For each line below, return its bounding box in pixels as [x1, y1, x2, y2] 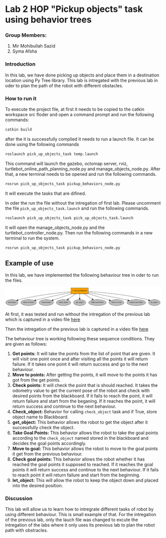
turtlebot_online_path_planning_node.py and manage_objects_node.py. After [5, 165, 161, 172]
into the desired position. [12, 482, 63, 488]
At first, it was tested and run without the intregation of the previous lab [5, 311, 151, 317]
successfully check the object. [12, 424, 75, 430]
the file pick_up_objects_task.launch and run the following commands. [5, 205, 150, 211]
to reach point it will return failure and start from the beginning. [12, 472, 141, 478]
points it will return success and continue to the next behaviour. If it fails [12, 466, 159, 472]
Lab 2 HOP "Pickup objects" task [5, 3, 143, 15]
